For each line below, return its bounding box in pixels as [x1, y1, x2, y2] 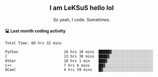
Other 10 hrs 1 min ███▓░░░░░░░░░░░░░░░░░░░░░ [5, 58, 153, 63]
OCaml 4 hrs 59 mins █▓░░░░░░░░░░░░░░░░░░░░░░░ [5, 67, 153, 72]
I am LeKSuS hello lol [49, 4, 114, 12]
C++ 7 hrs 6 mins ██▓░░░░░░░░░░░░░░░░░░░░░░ [5, 63, 153, 68]
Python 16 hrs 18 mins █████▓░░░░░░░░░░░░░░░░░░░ [5, 49, 153, 54]
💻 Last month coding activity [5, 28, 66, 34]
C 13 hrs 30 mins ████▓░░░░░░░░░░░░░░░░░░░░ [5, 54, 153, 59]
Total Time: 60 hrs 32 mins [5, 41, 62, 46]
